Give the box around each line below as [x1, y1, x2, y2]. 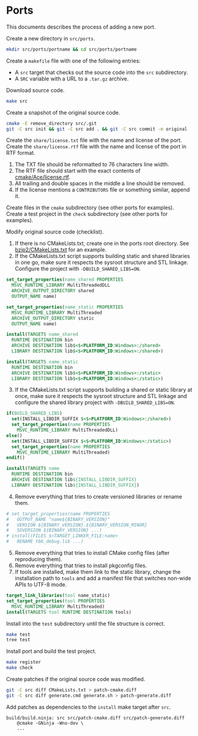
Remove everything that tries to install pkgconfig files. [14, 562, 147, 569]
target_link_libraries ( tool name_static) [6, 592, 111, 599]
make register [6, 659, 42, 665]
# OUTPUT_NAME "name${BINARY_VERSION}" [6, 516, 111, 522]
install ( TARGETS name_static [6, 359, 78, 365]
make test [6, 631, 31, 638]
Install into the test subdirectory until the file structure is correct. [6, 620, 165, 627]
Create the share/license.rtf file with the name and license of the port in [6, 143, 187, 150]
